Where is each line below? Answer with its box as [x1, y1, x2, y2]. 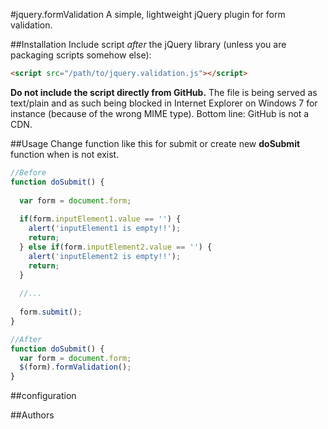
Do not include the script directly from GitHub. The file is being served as [10, 86, 318, 98]
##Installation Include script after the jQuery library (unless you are [10, 39, 287, 50]
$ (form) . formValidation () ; [19, 362, 132, 373]
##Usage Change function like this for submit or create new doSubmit [10, 137, 301, 149]
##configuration [10, 390, 77, 402]
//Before [10, 167, 47, 178]
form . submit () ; [19, 307, 83, 317]
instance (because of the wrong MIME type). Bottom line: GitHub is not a [10, 107, 310, 119]
